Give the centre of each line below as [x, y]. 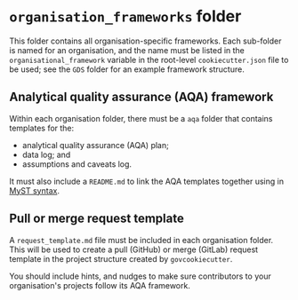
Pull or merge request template [97, 219]
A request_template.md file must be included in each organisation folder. [141, 240]
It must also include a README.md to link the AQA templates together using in [147, 181]
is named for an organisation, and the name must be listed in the [127, 50]
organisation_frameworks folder [125, 16]
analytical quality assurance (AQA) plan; [95, 145]
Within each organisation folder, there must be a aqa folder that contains [141, 118]
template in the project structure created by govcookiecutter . [121, 258]
